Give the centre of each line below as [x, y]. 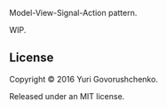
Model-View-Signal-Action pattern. [73, 13]
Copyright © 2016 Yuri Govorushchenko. [83, 79]
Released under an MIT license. [67, 96]
